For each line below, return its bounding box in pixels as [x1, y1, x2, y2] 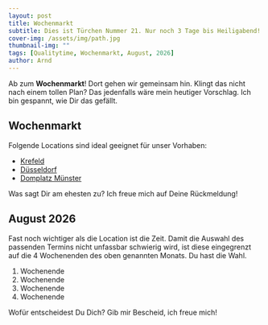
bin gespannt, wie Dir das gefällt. [8, 96, 118, 105]
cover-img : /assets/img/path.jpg [8, 34, 121, 43]
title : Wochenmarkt [8, 19, 74, 27]
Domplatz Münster [19, 173, 82, 183]
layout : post [8, 11, 52, 20]
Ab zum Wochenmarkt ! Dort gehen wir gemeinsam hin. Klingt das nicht [8, 78, 245, 88]
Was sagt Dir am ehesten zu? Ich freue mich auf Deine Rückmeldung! [8, 188, 238, 198]
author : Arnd [8, 57, 52, 65]
